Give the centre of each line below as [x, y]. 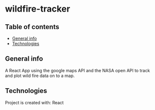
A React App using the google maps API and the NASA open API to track [77, 70]
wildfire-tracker [38, 9]
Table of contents [32, 27]
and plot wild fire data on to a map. [40, 76]
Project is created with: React [34, 102]
